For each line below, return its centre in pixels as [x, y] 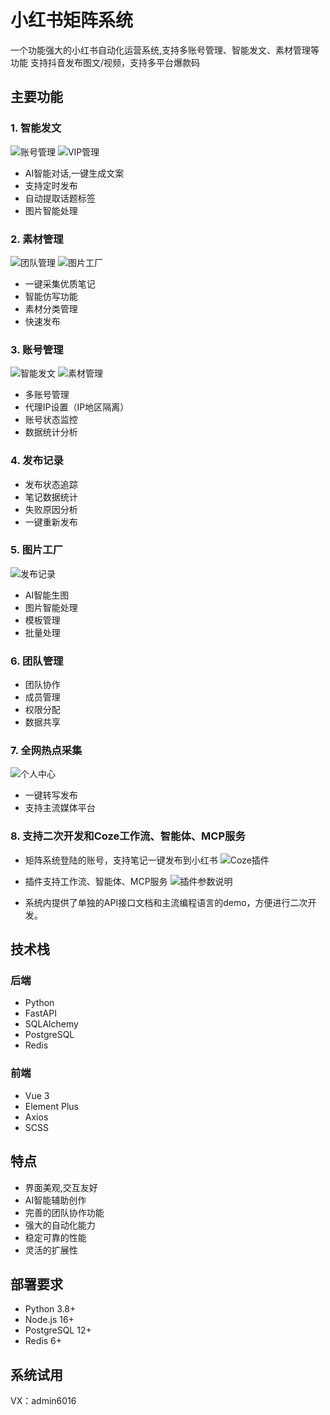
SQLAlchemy [51, 1024]
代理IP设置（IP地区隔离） [77, 407]
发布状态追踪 [51, 484]
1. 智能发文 [36, 128]
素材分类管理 [51, 308]
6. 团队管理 [37, 661]
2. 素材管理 [37, 239]
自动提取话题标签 [60, 198]
